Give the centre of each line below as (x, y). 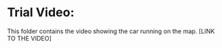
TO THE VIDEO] (29, 38)
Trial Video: (41, 13)
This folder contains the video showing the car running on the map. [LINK (111, 31)
